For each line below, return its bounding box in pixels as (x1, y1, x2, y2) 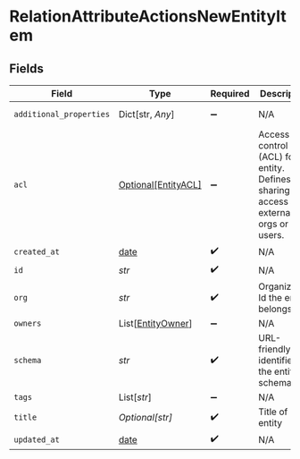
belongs (258, 302, 293, 315)
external (258, 207, 293, 218)
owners (13, 319, 42, 328)
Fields (9, 61, 45, 76)
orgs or (258, 217, 288, 230)
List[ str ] (118, 391, 152, 404)
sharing (258, 184, 290, 196)
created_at (13, 246, 60, 257)
